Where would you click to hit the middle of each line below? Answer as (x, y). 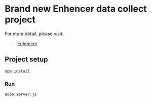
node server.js (21, 94)
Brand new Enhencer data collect (76, 9)
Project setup (27, 60)
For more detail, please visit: (34, 33)
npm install (17, 71)
